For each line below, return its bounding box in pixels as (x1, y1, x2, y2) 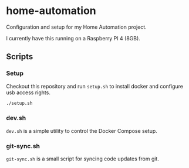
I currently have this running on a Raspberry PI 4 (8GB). (6, 35, 141, 42)
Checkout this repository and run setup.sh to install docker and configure (6, 83, 184, 90)
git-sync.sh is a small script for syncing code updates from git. (6, 155, 160, 162)
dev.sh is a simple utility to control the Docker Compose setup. (6, 127, 157, 134)
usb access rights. (6, 89, 51, 96)
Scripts (6, 52, 33, 62)
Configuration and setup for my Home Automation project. (6, 23, 147, 30)
